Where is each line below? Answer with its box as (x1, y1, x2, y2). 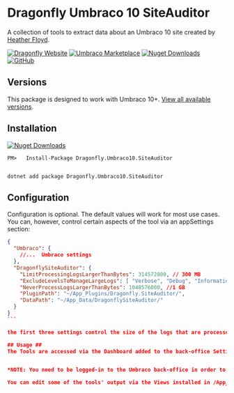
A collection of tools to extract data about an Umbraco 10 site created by (7, 28, 216, 36)
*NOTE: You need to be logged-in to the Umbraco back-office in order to (7, 367, 226, 373)
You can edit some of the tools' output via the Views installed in (7, 379, 210, 386)
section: (7, 225, 31, 233)
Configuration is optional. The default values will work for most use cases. (7, 210, 220, 219)
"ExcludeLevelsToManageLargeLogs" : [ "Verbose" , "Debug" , (19, 277, 192, 284)
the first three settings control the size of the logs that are (7, 329, 201, 336)
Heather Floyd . (7, 35, 50, 43)
